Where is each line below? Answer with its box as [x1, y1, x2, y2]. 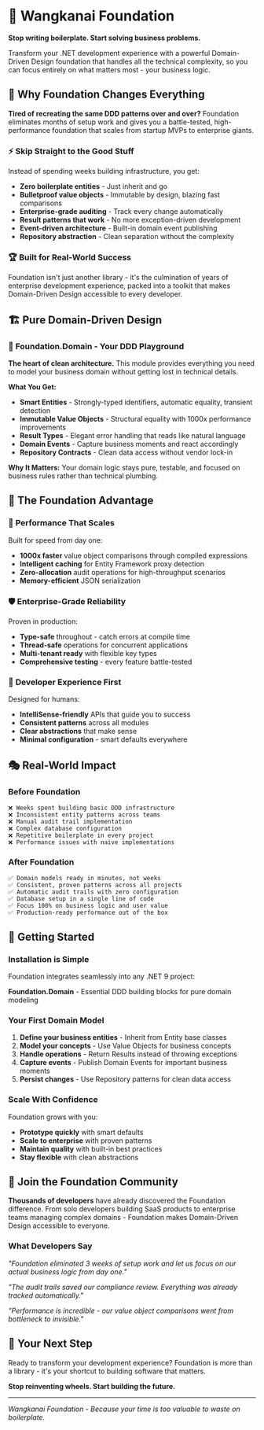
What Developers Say [8, 1240, 93, 1251]
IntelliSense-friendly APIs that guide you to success [19, 709, 191, 719]
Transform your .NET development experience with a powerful [8, 48, 211, 57]
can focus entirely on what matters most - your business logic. [8, 64, 211, 74]
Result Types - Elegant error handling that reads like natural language [19, 431, 246, 440]
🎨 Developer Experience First [8, 676, 122, 687]
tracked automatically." [8, 1290, 84, 1300]
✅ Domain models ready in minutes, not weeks [8, 875, 161, 883]
